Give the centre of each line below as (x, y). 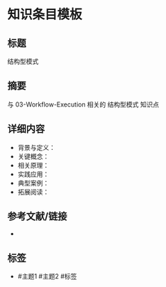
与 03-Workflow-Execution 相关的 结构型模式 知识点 (83, 104)
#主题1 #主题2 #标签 (47, 276)
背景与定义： (36, 147)
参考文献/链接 (37, 216)
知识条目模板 (45, 15)
